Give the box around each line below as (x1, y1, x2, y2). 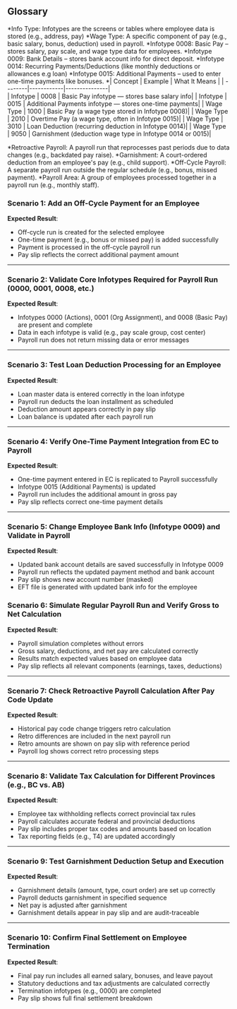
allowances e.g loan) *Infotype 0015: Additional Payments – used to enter (7, 69, 221, 78)
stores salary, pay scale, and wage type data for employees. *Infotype (7, 47, 212, 55)
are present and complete (17, 321, 93, 329)
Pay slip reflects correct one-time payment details (17, 498, 164, 506)
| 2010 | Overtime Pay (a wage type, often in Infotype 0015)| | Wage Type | (7, 114, 224, 123)
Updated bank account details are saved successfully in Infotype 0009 (17, 561, 224, 569)
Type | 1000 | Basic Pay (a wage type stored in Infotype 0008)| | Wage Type (7, 107, 229, 115)
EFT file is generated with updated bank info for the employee (17, 583, 197, 592)
